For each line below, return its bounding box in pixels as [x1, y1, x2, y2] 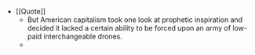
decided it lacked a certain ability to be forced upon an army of [27, 24, 231, 32]
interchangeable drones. [43, 31, 123, 41]
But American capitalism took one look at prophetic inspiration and [27, 15, 243, 24]
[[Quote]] [15, 7, 46, 16]
